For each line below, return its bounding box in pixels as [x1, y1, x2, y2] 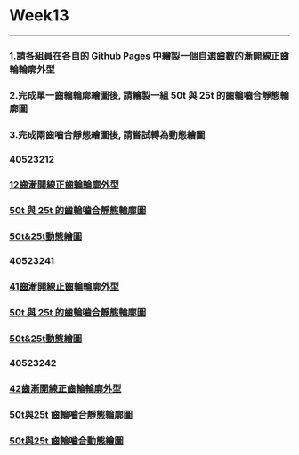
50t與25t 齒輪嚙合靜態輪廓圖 [9, 408, 133, 420]
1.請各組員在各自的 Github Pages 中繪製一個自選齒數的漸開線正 [9, 50, 280, 62]
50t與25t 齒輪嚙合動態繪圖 [9, 435, 125, 447]
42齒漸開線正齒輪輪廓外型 [9, 382, 122, 395]
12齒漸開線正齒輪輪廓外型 [9, 179, 120, 191]
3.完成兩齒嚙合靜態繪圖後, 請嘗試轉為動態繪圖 [9, 128, 206, 140]
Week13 [9, 5, 69, 26]
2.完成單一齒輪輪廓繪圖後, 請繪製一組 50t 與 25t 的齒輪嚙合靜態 [9, 89, 280, 101]
